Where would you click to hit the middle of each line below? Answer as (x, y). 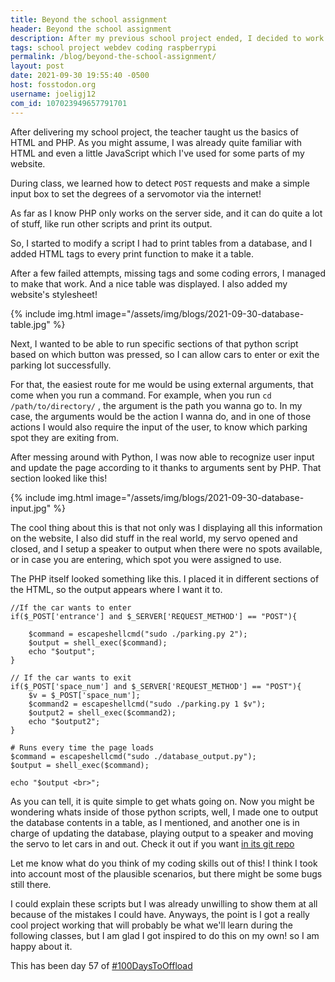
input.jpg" (31, 508)
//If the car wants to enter (71, 607)
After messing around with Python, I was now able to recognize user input (162, 457)
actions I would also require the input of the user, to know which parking (159, 427)
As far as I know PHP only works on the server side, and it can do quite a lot (166, 213)
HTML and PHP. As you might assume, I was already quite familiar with (156, 142)
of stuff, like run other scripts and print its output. (111, 223)
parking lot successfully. (61, 365)
